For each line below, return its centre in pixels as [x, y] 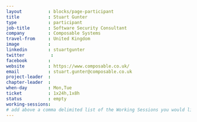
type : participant [44, 22]
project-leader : [28, 77]
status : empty [36, 99]
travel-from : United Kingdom [48, 39]
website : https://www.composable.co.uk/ [68, 66]
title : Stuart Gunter [47, 17]
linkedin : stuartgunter [45, 50]
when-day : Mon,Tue [39, 88]
